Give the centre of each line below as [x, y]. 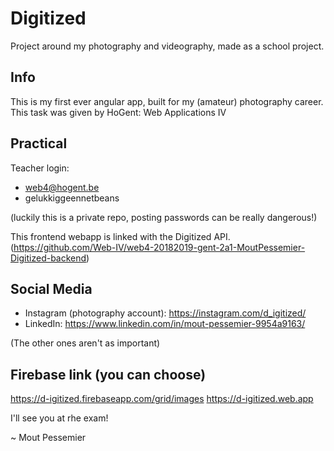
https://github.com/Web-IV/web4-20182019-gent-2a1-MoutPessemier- [159, 247]
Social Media [51, 288]
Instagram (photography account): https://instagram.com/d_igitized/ [165, 313]
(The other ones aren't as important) [85, 343]
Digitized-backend [48, 258]
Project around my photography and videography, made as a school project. [167, 46]
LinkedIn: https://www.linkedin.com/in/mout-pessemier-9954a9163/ [165, 324]
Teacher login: [40, 168]
